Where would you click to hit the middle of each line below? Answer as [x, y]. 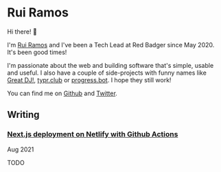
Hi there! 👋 [22, 32]
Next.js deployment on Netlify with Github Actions [93, 134]
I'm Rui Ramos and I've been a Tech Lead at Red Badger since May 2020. [111, 45]
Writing [23, 115]
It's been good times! [37, 52]
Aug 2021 [21, 149]
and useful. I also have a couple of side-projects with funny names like [107, 73]
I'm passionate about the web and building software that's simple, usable [110, 65]
